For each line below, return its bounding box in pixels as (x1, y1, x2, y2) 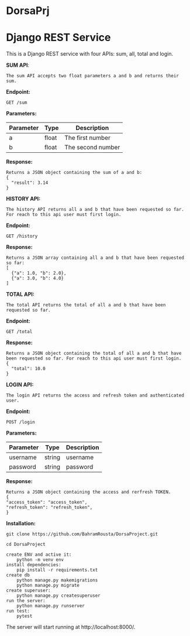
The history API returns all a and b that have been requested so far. (6, 207, 184, 213)
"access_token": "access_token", (6, 500, 88, 505)
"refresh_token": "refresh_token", (6, 505, 93, 511)
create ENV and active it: (6, 552, 72, 558)
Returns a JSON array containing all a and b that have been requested (6, 255, 184, 261)
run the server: (6, 598, 46, 604)
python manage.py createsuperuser (16, 593, 101, 599)
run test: (6, 608, 30, 614)
